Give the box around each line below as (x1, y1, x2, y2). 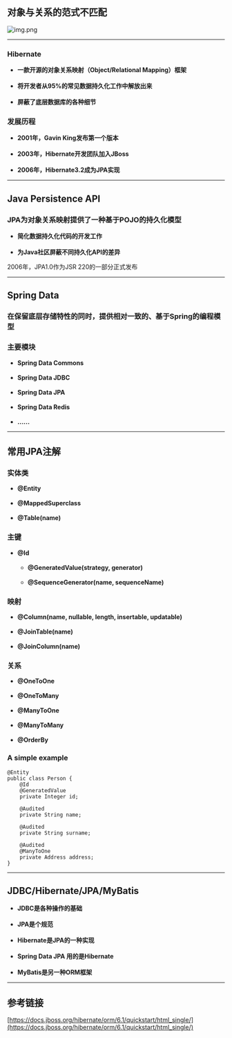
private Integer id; (19, 793, 79, 800)
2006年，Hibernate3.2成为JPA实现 (17, 165, 120, 175)
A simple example (7, 753, 68, 763)
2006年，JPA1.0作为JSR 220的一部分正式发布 (7, 262, 138, 271)
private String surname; (19, 830, 91, 836)
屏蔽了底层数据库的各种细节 (17, 98, 97, 106)
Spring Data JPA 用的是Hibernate (17, 952, 114, 960)
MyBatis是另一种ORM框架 (17, 968, 93, 976)
